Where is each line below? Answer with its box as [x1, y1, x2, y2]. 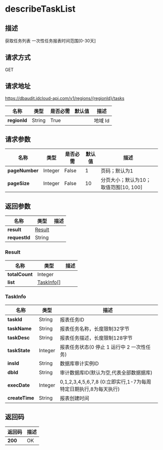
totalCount [7, 271, 33, 278]
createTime [7, 394, 34, 401]
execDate [7, 381, 30, 388]
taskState [7, 347, 31, 354]
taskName [7, 325, 32, 332]
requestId [7, 234, 31, 241]
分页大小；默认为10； [100, 177, 151, 184]
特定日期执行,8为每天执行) [60, 386, 120, 393]
